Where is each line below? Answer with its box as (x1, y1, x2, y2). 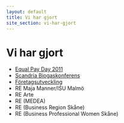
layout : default (6, 8, 47, 15)
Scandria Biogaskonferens (14, 72, 80, 79)
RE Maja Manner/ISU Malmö (14, 85, 84, 92)
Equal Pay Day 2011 (14, 65, 63, 73)
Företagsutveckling (14, 79, 63, 86)
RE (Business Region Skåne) (14, 104, 85, 111)
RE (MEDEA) (14, 97, 46, 105)
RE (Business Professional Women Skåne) (14, 110, 119, 118)
